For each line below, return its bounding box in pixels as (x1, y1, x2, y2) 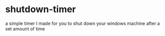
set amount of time (5, 25, 45, 31)
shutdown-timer (5, 4, 76, 15)
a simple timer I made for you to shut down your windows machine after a (5, 20, 160, 26)
